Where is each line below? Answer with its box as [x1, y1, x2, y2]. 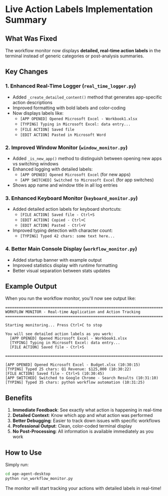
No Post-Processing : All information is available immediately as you [12, 429, 154, 435]
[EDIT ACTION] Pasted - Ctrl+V [20, 223, 86, 228]
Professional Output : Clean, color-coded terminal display [12, 423, 132, 429]
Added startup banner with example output [12, 257, 102, 263]
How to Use [5, 448, 42, 457]
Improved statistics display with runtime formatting [12, 262, 118, 268]
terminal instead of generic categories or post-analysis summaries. [5, 53, 144, 59]
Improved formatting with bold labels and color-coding [12, 105, 126, 111]
